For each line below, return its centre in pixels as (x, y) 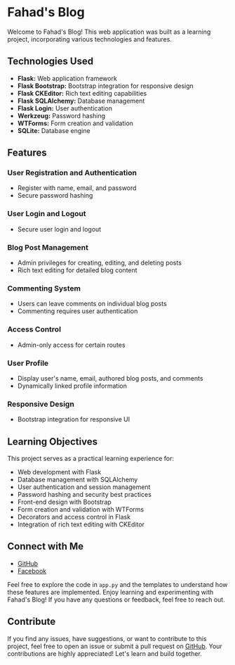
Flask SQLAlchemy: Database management (81, 101)
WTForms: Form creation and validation (75, 123)
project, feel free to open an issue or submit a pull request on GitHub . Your (115, 646)
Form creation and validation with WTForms (81, 509)
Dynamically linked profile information (72, 386)
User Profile (28, 363)
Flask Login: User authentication (65, 108)
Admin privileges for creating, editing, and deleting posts (100, 263)
